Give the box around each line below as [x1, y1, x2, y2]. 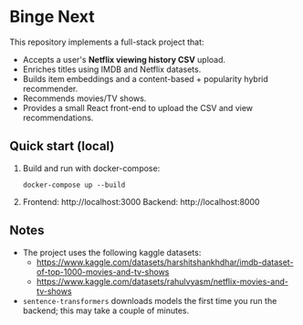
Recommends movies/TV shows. [22, 93, 147, 104]
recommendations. [22, 112, 94, 123]
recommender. [22, 83, 78, 94]
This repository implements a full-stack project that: [9, 36, 204, 47]
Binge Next [9, 6, 95, 27]
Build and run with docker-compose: [22, 162, 161, 174]
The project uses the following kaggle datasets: [22, 247, 202, 258]
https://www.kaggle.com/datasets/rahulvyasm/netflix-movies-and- [36, 276, 289, 287]
